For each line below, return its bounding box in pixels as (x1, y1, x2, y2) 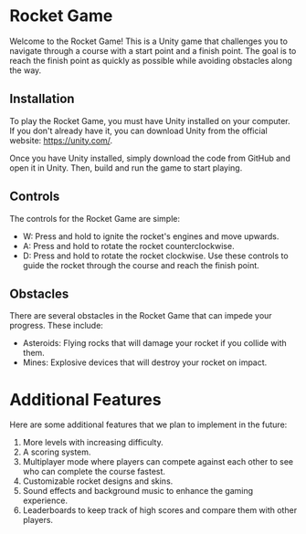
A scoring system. (22, 446, 91, 457)
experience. (22, 495, 69, 507)
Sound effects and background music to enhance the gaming (22, 486, 254, 497)
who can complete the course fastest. (22, 466, 166, 477)
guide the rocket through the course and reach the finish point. (22, 259, 260, 270)
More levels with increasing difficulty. (22, 437, 164, 448)
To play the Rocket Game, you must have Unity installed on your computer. (9, 115, 290, 126)
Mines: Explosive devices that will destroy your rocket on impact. (22, 357, 268, 368)
